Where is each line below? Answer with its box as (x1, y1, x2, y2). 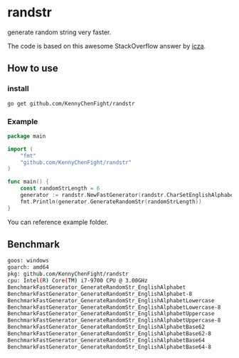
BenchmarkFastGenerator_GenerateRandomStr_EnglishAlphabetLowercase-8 (7, 304, 221, 311)
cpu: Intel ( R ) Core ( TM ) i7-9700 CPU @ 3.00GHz (7, 277, 148, 285)
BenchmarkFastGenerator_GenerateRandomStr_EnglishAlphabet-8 (7, 290, 193, 297)
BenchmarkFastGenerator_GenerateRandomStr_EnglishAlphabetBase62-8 (7, 330, 212, 337)
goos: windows (7, 257, 50, 265)
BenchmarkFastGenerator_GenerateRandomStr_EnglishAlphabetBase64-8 (7, 343, 212, 350)
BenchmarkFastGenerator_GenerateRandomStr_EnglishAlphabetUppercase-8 (7, 317, 221, 324)
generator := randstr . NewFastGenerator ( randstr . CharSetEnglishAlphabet (20, 192, 237, 199)
